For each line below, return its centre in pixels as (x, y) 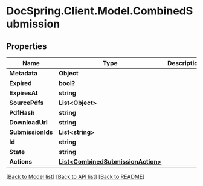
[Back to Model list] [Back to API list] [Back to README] (76, 177)
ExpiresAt (24, 93)
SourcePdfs (27, 103)
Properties (27, 46)
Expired (21, 83)
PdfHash (22, 113)
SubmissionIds (31, 132)
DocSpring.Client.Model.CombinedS (100, 11)
